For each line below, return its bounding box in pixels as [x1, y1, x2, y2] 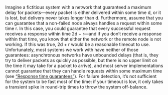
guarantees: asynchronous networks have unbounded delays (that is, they [5, 52, 159, 58]
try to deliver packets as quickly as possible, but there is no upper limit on [5, 57, 158, 63]
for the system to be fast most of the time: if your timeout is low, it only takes [5, 78, 163, 84]
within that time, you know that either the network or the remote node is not [5, 36, 161, 42]
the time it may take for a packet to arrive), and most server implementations [5, 62, 163, 68]
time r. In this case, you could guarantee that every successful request [5, 25, 151, 31]
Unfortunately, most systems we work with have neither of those [5, 47, 139, 52]
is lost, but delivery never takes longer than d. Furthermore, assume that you [5, 15, 163, 20]
